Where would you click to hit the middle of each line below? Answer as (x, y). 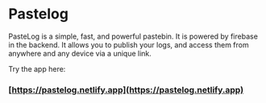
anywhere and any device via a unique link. (80, 53)
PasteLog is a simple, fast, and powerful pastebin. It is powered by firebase (133, 36)
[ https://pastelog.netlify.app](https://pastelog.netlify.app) (126, 89)
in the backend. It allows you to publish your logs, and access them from (129, 44)
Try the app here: (37, 68)
